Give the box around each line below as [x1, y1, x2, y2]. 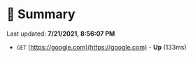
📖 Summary [6, 6, 76, 22]
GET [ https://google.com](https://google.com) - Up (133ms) [16, 43, 187, 51]
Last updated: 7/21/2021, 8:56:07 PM [6, 29, 115, 38]
